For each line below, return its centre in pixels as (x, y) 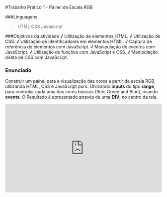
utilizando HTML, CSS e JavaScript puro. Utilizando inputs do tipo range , (80, 86)
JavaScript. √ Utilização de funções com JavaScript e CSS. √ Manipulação (82, 52)
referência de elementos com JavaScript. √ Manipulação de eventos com (80, 47)
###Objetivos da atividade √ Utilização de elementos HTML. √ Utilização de (83, 36)
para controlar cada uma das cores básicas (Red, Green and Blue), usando (82, 92)
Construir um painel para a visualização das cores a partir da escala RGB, (80, 81)
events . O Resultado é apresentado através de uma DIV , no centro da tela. (82, 97)
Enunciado (18, 70)
